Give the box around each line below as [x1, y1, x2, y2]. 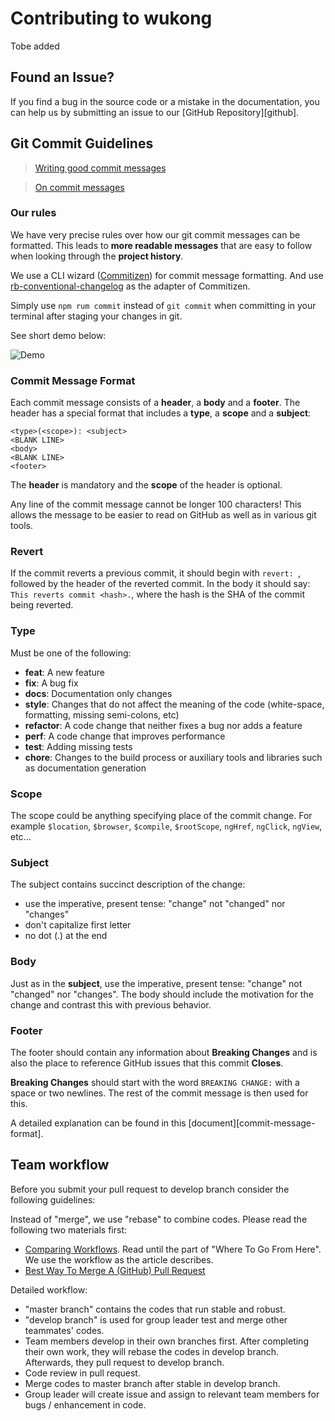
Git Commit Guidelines [10, 135, 154, 152]
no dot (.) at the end [24, 930, 108, 942]
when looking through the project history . [10, 250, 184, 262]
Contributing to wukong [10, 7, 213, 30]
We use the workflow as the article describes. [24, 1253, 214, 1266]
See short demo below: [10, 329, 107, 341]
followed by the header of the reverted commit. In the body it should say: [10, 578, 311, 590]
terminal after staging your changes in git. [10, 310, 183, 322]
